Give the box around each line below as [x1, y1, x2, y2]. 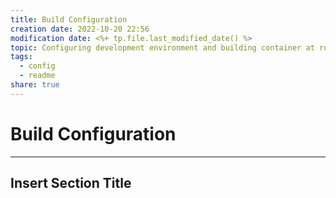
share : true [10, 80, 60, 90]
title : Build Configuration [10, 14, 128, 25]
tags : [10, 52, 33, 62]
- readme [19, 71, 56, 81]
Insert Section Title [10, 175, 132, 192]
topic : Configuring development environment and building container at [10, 42, 315, 53]
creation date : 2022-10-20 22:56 [10, 24, 150, 34]
